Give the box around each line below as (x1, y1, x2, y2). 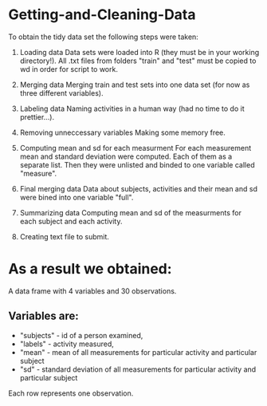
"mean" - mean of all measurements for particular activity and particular (19, 347, 257, 357)
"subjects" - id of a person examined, (19, 330, 143, 340)
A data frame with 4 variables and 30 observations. (8, 286, 177, 296)
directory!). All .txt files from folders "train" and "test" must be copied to (19, 56, 257, 65)
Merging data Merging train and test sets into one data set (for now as (19, 80, 250, 89)
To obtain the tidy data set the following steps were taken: (8, 32, 199, 41)
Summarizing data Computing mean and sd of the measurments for (19, 207, 241, 217)
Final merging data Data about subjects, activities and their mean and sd (19, 183, 257, 193)
